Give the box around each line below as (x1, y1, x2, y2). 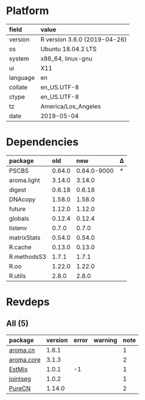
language (9, 74, 35, 82)
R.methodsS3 (9, 252, 47, 261)
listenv (9, 224, 28, 232)
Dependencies (6, 135, 79, 149)
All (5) (6, 319, 29, 329)
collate (9, 83, 28, 91)
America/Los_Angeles (40, 102, 101, 110)
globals (9, 214, 29, 222)
